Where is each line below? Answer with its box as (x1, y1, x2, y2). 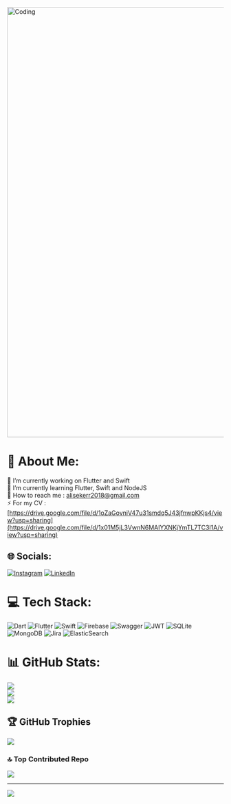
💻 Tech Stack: (7, 594, 92, 610)
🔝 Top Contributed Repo (7, 754, 89, 764)
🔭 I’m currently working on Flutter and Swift (7, 476, 131, 485)
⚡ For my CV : (7, 498, 47, 507)
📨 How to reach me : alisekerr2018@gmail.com (7, 491, 140, 499)
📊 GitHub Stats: (7, 654, 101, 670)
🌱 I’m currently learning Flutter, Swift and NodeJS (7, 483, 147, 491)
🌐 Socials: (7, 551, 52, 562)
